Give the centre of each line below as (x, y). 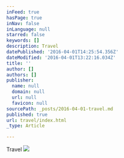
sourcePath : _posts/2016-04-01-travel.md (60, 109)
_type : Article (26, 126)
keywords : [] (23, 40)
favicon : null (30, 103)
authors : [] (21, 75)
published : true (27, 115)
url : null (24, 97)
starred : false (26, 35)
